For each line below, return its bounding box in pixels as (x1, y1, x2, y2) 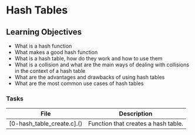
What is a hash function (14, 42, 72, 49)
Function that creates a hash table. (88, 120, 184, 128)
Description (119, 110, 153, 118)
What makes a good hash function (14, 49, 98, 56)
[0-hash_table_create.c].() (9, 120, 83, 128)
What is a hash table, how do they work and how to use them (14, 55, 163, 62)
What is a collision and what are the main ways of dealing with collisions (14, 61, 190, 68)
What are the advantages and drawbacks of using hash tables (14, 74, 165, 80)
